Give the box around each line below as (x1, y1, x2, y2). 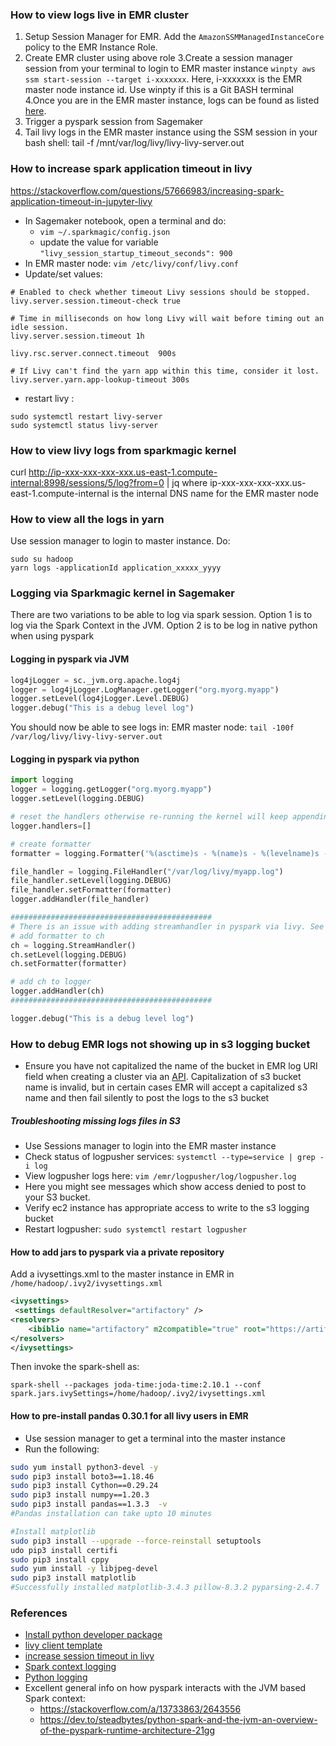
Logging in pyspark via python (10, 753, 140, 765)
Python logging (24, 1671, 88, 1683)
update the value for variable (39, 236, 159, 248)
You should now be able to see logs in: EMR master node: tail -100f (10, 721, 295, 733)
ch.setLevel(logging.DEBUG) (10, 949, 128, 960)
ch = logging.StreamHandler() (10, 940, 137, 950)
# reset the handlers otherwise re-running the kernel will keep (10, 812, 288, 822)
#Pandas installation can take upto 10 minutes (10, 1509, 213, 1519)
